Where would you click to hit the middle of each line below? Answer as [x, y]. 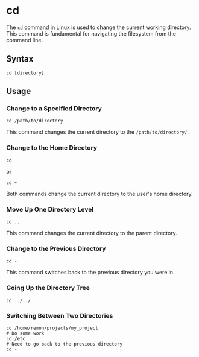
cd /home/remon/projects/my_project [52, 328]
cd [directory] [25, 73]
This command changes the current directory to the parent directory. [92, 233]
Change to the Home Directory [52, 148]
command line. [25, 40]
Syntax [20, 59]
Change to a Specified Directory [54, 109]
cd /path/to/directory [35, 121]
